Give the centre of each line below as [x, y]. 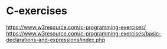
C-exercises [37, 11]
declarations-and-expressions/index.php [56, 40]
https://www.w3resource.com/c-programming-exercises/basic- [84, 33]
